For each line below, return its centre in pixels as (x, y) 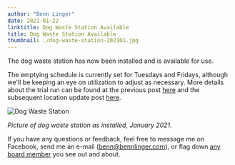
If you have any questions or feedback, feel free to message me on (106, 139)
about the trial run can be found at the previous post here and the (104, 90)
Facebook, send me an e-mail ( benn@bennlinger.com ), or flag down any (114, 146)
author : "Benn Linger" (41, 14)
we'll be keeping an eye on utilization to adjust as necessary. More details (116, 82)
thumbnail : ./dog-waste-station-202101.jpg (73, 41)
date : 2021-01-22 (33, 21)
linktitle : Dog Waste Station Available (69, 27)
